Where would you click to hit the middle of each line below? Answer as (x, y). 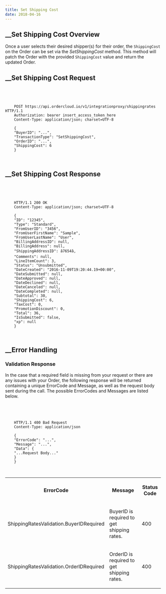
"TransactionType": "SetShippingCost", (55, 137)
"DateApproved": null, (37, 278)
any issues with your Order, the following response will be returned (73, 380)
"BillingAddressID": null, (42, 242)
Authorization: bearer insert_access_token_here (65, 115)
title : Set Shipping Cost (32, 10)
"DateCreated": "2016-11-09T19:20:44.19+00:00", (65, 269)
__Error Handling (31, 350)
